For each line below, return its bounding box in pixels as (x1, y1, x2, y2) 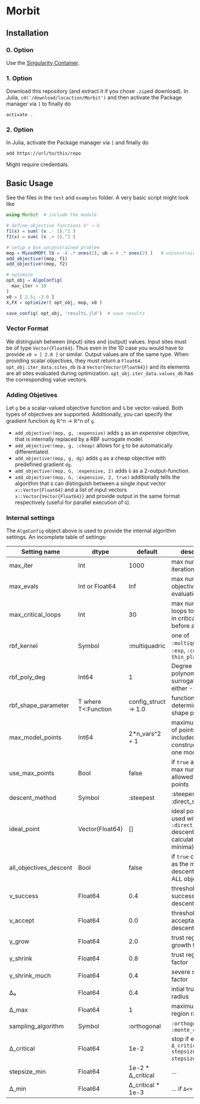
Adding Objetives (6, 391, 58, 399)
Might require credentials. (6, 161, 70, 168)
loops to (171, 607, 195, 615)
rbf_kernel (9, 642, 38, 650)
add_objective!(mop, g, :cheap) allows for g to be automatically (14, 442, 173, 449)
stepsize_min (9, 1068, 46, 1076)
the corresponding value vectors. (6, 376, 88, 383)
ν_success (9, 892, 39, 900)
